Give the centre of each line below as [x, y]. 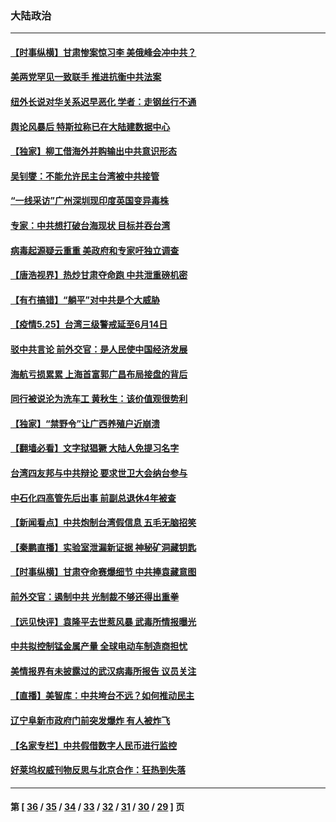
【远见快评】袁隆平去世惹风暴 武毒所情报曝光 [103, 621]
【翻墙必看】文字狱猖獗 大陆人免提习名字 [95, 448]
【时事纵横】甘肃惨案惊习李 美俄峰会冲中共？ [103, 52]
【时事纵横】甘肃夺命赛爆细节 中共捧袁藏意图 [103, 572]
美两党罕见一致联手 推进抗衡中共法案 [86, 77]
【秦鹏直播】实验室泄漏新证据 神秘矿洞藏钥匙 [103, 547]
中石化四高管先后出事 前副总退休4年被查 [93, 498]
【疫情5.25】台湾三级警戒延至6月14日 [89, 324]
